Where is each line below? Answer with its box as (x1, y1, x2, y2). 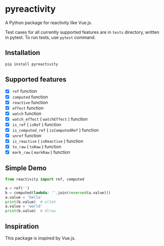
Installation (5, 49, 40, 57)
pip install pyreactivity (5, 61, 58, 67)
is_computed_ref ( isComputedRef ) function (12, 127, 99, 133)
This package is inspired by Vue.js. (5, 235, 76, 241)
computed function (12, 94, 48, 100)
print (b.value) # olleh (5, 199, 56, 204)
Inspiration (5, 222, 39, 230)
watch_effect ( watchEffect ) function (12, 116, 88, 122)
